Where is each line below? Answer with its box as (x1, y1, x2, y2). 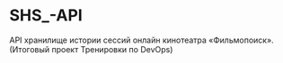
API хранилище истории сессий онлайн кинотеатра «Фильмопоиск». (9, 35, 274, 45)
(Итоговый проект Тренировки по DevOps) (9, 43, 173, 54)
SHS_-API (9, 5, 83, 26)
